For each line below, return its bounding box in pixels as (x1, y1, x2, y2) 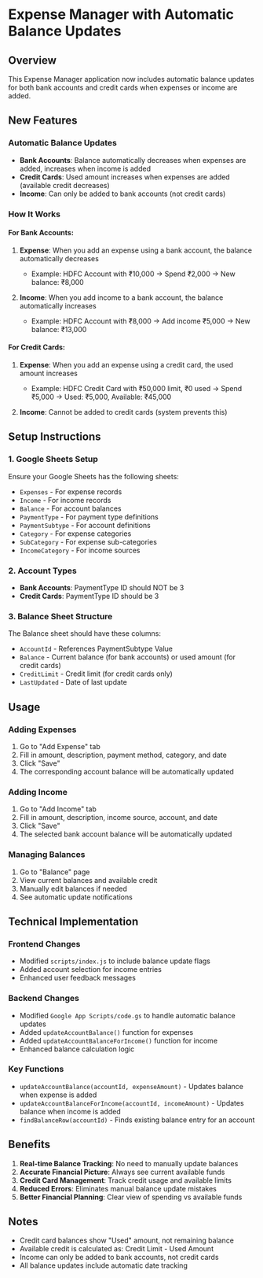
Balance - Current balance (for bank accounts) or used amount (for (19, 652, 236, 662)
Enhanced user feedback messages (19, 973, 136, 983)
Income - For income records (19, 495, 111, 504)
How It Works (8, 209, 61, 220)
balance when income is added (19, 1106, 121, 1116)
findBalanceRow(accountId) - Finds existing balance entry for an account (19, 1115, 255, 1125)
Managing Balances (8, 849, 86, 860)
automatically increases (19, 301, 97, 310)
